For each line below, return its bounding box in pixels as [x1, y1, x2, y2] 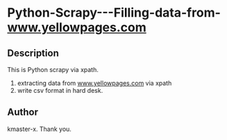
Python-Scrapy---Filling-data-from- [7, 5, 221, 21]
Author [7, 106, 38, 119]
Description [7, 47, 59, 59]
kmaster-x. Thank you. [7, 125, 72, 133]
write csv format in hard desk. [17, 87, 103, 94]
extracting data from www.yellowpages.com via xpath [17, 79, 172, 87]
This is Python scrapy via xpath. [7, 66, 99, 73]
